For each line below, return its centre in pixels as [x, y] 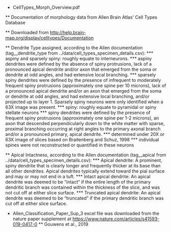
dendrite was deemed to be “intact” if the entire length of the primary [78, 182]
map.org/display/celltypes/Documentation [50, 38]
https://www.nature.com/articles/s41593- [116, 219]
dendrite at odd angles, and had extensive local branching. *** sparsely [81, 75]
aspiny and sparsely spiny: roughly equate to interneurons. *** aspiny [79, 59]
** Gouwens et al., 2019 [63, 224]
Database [15, 23]
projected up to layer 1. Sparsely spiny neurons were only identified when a [84, 102]
